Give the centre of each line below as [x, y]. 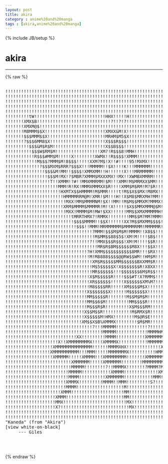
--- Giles [30, 432]
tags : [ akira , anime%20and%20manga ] [43, 24]
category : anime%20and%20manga [39, 19]
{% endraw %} [20, 457]
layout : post [19, 10]
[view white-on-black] [33, 427]
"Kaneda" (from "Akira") [35, 422]
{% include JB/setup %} [30, 38]
